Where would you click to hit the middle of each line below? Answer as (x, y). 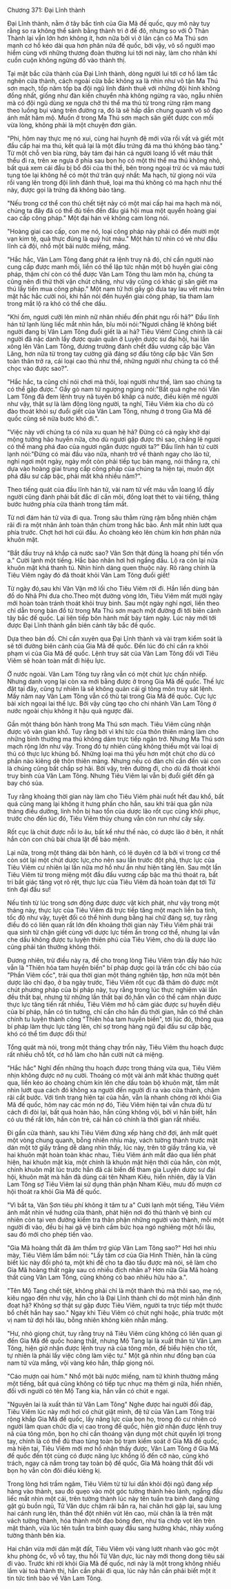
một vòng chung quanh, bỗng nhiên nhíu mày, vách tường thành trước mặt (112, 1140)
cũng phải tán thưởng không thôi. (54, 947)
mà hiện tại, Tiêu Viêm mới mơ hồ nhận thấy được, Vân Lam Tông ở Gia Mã (113, 1448)
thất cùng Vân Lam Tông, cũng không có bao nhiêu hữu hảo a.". (98, 1277)
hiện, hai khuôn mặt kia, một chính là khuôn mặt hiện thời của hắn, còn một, (114, 1162)
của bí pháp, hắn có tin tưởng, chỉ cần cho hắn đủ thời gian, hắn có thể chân (115, 1012)
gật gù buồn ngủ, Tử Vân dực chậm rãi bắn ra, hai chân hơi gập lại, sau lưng (114, 1506)
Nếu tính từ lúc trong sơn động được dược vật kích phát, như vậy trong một (113, 903)
